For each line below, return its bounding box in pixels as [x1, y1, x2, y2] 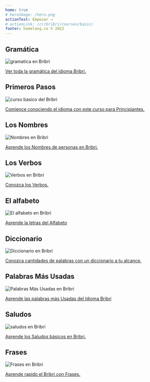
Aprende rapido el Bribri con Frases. [5, 371, 81, 377]
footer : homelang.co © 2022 [5, 26, 65, 31]
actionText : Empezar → [5, 17, 53, 22]
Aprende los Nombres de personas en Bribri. [5, 144, 98, 150]
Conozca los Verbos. [5, 182, 49, 188]
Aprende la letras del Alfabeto [5, 220, 67, 226]
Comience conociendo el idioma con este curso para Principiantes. [5, 106, 145, 112]
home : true [5, 7, 28, 13]
